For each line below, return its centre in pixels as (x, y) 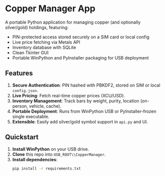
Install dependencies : (35, 159)
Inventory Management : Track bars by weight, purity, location (76, 101)
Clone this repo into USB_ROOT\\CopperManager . (59, 154)
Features (19, 73)
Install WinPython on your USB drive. (51, 149)
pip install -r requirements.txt (47, 168)
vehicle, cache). (45, 106)
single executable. (31, 117)
